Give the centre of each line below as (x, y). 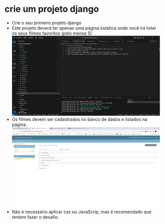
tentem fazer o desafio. (35, 217)
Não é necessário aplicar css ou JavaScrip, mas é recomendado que (82, 212)
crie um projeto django (52, 9)
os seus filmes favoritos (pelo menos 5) (52, 33)
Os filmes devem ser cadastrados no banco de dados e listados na (79, 119)
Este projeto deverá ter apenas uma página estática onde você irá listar (84, 28)
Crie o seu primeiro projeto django (47, 23)
